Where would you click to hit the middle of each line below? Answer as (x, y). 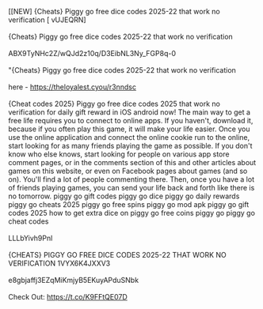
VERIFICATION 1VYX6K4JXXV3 (59, 263)
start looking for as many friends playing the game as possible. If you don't (130, 146)
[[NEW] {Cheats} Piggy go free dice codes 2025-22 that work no (114, 11)
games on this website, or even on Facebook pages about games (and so (128, 171)
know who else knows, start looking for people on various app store (119, 154)
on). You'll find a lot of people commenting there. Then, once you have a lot (131, 179)
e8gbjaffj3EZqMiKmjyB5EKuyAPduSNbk (74, 280)
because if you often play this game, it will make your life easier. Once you (129, 129)
